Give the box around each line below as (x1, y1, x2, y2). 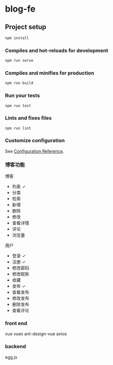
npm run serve (5, 58, 34, 63)
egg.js (5, 354, 18, 360)
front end (5, 320, 28, 327)
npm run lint (5, 125, 31, 131)
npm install (5, 35, 29, 40)
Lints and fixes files (5, 115, 52, 122)
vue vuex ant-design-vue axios (5, 331, 67, 337)
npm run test (5, 103, 31, 108)
